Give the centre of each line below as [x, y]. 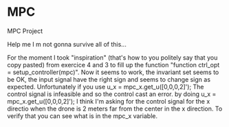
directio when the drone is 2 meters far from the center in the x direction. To [115, 108]
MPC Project [25, 31]
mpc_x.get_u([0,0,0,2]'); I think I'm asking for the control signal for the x [109, 101]
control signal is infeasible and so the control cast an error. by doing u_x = [112, 94]
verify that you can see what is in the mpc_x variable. [83, 116]
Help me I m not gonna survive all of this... [67, 44]
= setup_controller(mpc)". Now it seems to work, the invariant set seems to [113, 72]
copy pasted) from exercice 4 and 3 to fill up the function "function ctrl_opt [113, 65]
